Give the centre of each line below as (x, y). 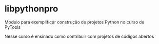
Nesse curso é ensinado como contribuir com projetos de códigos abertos (79, 36)
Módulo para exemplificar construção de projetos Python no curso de (74, 22)
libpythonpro (31, 9)
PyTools (12, 27)
